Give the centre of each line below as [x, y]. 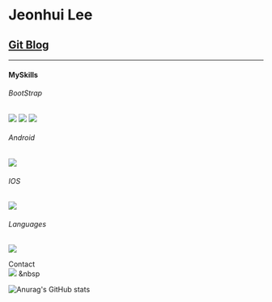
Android [21, 138]
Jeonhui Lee [51, 15]
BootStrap [25, 93]
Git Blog [29, 45]
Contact [21, 264]
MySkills [23, 74]
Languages [28, 223]
